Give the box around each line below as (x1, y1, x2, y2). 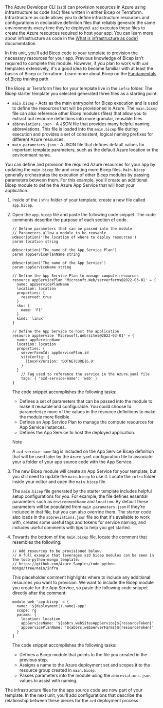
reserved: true (21, 295, 52, 300)
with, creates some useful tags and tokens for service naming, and (12, 519, 146, 525)
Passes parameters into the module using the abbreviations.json (19, 672, 151, 678)
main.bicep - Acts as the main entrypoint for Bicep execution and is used (12, 100, 158, 106)
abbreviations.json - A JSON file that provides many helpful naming (12, 121, 150, 127)
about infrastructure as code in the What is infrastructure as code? (5, 35, 139, 41)
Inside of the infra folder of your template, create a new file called (12, 197, 145, 202)
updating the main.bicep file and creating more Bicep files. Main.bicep (5, 167, 145, 173)
